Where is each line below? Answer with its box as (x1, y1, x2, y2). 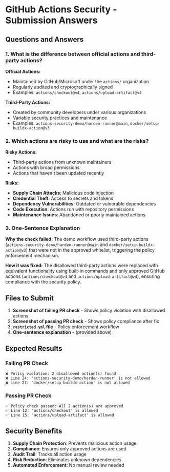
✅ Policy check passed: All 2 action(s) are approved (5, 404, 123, 409)
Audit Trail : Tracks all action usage (12, 451, 87, 458)
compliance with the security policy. (5, 279, 81, 285)
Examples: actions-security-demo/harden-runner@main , (12, 120, 129, 126)
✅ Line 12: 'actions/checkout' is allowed (5, 408, 98, 413)
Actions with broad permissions (12, 164, 80, 171)
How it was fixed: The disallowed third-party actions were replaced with (5, 262, 158, 269)
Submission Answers (5, 14, 98, 26)
